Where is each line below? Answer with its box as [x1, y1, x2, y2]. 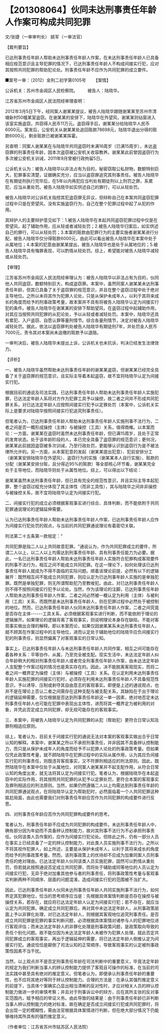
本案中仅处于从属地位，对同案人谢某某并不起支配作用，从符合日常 [26, 764, 159, 770]
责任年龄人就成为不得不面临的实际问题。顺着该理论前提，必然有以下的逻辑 [9, 568, 159, 573]
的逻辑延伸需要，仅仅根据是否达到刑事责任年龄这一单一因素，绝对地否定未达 [5, 694, 159, 700]
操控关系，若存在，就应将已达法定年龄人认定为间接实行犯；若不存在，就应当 [5, 899, 159, 905]
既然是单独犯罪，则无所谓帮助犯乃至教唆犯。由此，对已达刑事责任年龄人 [13, 580, 159, 586]
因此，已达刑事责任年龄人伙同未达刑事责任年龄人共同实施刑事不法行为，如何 [5, 887, 159, 893]
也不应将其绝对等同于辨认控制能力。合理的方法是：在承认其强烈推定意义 [13, 976, 159, 983]
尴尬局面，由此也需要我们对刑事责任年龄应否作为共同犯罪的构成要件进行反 [5, 794, 155, 800]
